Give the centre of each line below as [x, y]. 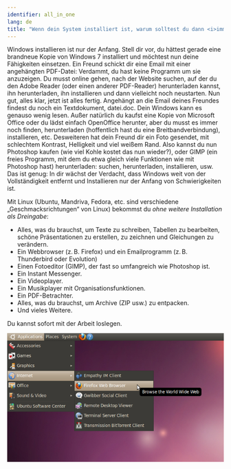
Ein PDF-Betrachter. [45, 295]
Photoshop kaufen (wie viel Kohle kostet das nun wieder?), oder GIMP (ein [112, 152]
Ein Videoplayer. [40, 281]
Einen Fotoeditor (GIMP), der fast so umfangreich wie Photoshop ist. [114, 267]
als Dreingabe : [28, 216]
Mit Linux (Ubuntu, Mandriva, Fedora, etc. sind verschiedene [93, 202]
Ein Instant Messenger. [49, 274]
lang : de [20, 22]
